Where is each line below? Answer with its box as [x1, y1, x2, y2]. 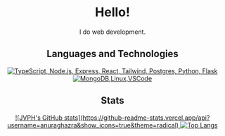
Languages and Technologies [46, 48, 179, 60]
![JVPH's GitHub [15, 113, 63, 122]
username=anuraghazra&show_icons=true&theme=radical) [7, 120, 179, 129]
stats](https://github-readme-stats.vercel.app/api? [63, 113, 210, 122]
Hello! [95, 4, 130, 20]
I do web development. [79, 27, 146, 36]
